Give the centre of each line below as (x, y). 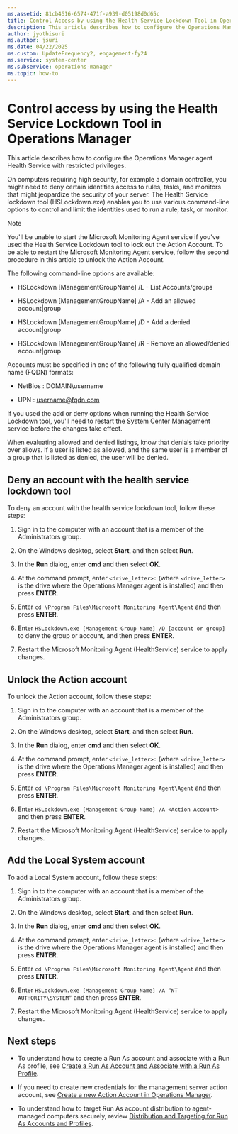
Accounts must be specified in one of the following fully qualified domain (114, 365)
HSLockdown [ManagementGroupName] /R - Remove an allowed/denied (124, 343)
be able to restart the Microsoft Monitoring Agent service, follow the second (118, 252)
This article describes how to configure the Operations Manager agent (110, 158)
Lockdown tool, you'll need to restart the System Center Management (109, 421)
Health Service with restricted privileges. (67, 166)
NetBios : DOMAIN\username (60, 386)
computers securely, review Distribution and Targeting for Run (137, 1116)
